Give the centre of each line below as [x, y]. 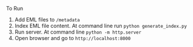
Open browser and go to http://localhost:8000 [73, 38]
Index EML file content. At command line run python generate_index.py [101, 26]
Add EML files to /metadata [47, 19]
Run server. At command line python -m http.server [78, 32]
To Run [15, 8]
